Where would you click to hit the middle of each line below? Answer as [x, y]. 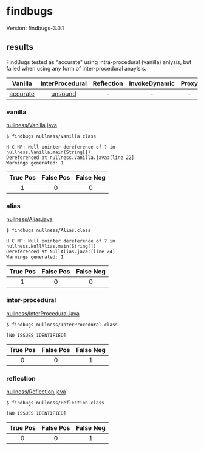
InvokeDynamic [152, 83]
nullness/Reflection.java [36, 392]
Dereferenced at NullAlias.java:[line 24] [61, 252]
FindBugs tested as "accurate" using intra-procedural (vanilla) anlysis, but [99, 62]
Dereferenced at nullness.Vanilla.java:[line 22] [70, 158]
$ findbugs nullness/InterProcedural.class [62, 325]
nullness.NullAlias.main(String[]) [51, 247]
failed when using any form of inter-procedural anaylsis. [76, 68]
